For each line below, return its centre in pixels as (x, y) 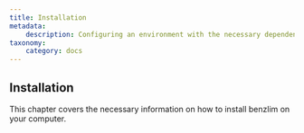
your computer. (38, 119)
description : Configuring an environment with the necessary (143, 34)
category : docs (54, 51)
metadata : (28, 26)
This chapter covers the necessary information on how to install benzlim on (150, 109)
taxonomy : (28, 43)
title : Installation (48, 18)
